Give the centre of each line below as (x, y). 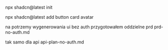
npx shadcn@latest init (29, 7)
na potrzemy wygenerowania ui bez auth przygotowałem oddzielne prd (79, 27)
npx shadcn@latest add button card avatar (49, 17)
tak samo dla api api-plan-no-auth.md (45, 42)
